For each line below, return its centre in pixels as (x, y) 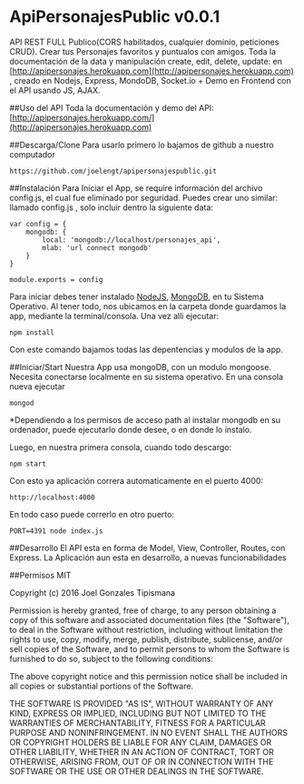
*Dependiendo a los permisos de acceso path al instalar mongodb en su (145, 419)
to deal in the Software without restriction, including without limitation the (146, 629)
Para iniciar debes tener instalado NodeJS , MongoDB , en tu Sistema (137, 297)
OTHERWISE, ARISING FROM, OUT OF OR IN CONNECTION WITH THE (142, 761)
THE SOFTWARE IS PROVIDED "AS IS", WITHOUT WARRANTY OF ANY (142, 703)
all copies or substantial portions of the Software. (101, 686)
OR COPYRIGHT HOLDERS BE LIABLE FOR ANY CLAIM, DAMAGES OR (141, 742)
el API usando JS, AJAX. (55, 90)
